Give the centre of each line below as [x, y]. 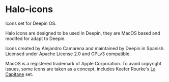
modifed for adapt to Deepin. [36, 38]
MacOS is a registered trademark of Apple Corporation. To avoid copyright [83, 63]
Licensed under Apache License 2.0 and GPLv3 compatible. [68, 54]
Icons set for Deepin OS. [31, 23]
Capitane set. [19, 74]
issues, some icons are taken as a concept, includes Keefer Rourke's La [80, 69]
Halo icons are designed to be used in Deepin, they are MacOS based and [83, 33]
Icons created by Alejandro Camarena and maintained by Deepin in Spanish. [85, 48]
